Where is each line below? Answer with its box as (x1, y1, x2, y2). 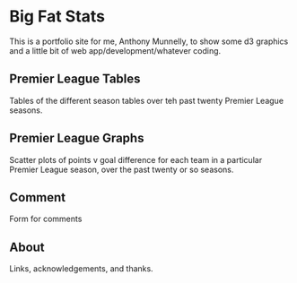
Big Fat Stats (9, 6, 106, 27)
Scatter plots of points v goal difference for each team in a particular (9, 154, 263, 165)
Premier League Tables (9, 72, 141, 87)
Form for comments (9, 213, 83, 225)
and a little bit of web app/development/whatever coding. (9, 45, 222, 56)
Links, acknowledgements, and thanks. (9, 263, 154, 274)
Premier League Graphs (9, 131, 144, 146)
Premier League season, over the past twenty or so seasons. (9, 164, 234, 175)
